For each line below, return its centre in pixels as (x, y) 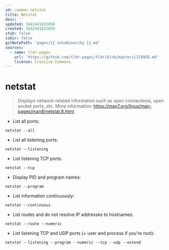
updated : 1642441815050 (30, 24)
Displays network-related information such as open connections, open (91, 101)
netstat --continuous (28, 205)
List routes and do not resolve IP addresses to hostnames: (73, 215)
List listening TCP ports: (37, 159)
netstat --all (20, 131)
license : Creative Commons (43, 62)
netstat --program (24, 187)
